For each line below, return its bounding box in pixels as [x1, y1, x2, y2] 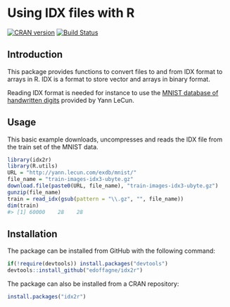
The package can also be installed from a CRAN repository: [7, 280, 179, 288]
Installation [7, 227, 58, 240]
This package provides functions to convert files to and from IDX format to [7, 67, 223, 75]
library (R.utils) [7, 163, 58, 170]
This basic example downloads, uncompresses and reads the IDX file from [7, 135, 223, 144]
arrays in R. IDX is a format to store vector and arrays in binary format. [7, 75, 211, 83]
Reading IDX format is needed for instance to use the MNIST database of [7, 88, 219, 96]
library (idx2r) [7, 156, 52, 163]
